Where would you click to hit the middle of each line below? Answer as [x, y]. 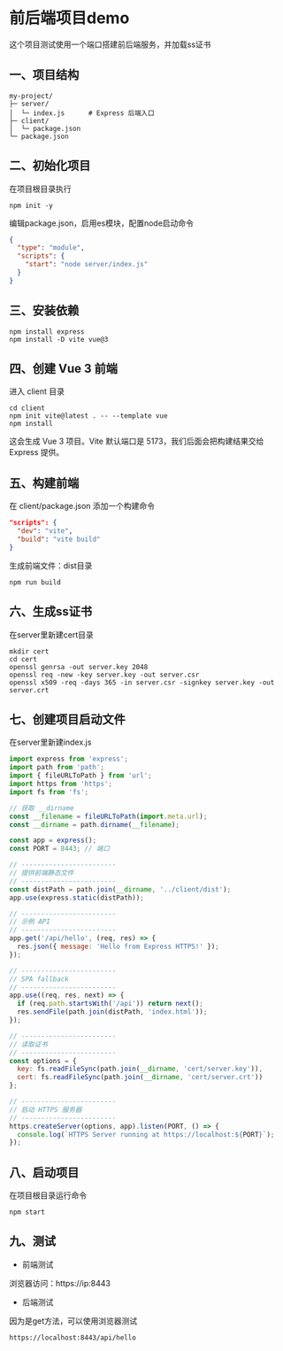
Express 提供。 [37, 452]
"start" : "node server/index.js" [87, 265]
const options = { [43, 1061]
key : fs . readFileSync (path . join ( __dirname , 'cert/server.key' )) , [140, 1069]
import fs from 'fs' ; [49, 792]
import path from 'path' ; [57, 768]
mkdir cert [29, 652]
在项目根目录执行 [40, 189]
